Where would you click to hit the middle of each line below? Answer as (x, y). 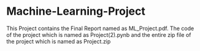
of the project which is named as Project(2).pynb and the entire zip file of (99, 34)
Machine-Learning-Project (76, 11)
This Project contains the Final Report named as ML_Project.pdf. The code (100, 28)
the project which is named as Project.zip (59, 41)
